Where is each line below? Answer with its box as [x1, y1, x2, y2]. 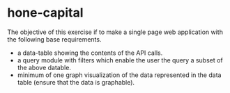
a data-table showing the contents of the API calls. [17, 49, 163, 57]
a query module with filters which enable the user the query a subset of [17, 56, 223, 64]
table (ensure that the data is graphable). [17, 78, 135, 86]
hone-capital [7, 5, 84, 21]
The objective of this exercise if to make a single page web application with [7, 28, 223, 36]
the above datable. [17, 63, 72, 71]
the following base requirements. [7, 35, 102, 43]
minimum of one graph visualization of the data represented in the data [17, 71, 222, 79]
